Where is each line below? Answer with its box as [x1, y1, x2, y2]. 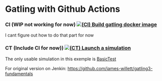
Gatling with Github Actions [5, 3, 121, 15]
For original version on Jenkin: [5, 65, 66, 71]
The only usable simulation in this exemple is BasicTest [5, 56, 117, 62]
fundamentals [5, 71, 33, 77]
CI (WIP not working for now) [5, 21, 76, 28]
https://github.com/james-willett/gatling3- [67, 65, 153, 71]
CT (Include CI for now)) [5, 44, 64, 51]
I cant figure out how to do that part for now [5, 32, 94, 38]
